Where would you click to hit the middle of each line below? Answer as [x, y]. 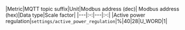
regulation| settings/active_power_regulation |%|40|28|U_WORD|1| [86, 21]
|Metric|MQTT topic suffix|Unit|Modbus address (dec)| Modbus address [92, 9]
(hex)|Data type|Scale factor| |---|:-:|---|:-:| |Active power [76, 15]
